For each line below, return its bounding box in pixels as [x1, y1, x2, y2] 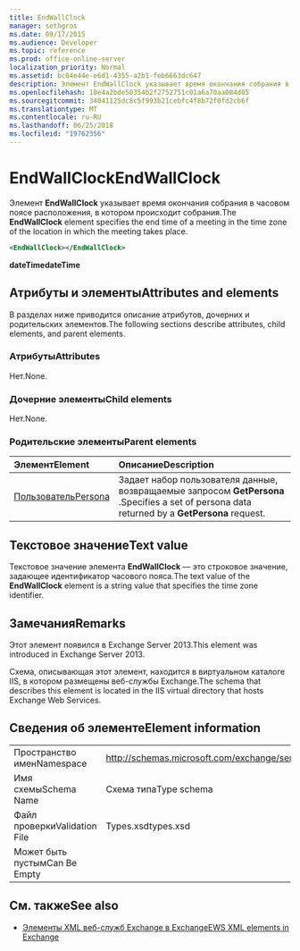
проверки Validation [13, 820, 97, 832]
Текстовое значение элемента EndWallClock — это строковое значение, [9, 561, 288, 572]
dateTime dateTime [9, 259, 80, 270]
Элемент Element [13, 459, 90, 471]
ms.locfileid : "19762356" [9, 130, 105, 139]
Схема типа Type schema [105, 783, 213, 795]
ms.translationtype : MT [9, 105, 98, 114]
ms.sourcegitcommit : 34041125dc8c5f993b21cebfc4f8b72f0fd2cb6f [9, 96, 250, 105]
